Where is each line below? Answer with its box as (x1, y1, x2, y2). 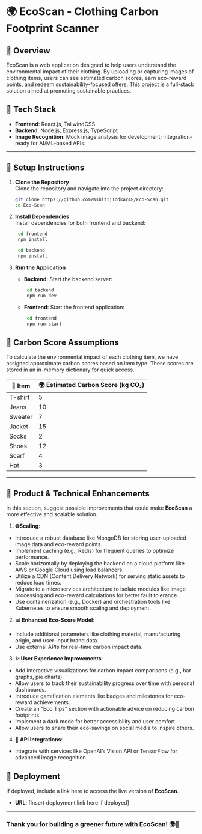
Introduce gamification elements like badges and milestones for (14, 692, 173, 699)
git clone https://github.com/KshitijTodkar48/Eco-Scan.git (14, 196, 169, 202)
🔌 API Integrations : (14, 736, 63, 743)
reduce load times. (14, 579, 62, 586)
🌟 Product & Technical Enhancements (6, 488, 150, 499)
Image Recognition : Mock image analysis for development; (14, 133, 162, 140)
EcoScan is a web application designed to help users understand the (6, 61, 176, 68)
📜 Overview (6, 46, 50, 56)
